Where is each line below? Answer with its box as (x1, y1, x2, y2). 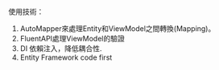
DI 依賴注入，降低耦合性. (19, 44, 102, 53)
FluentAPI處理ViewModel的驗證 (19, 34, 125, 43)
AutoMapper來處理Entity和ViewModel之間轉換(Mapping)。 (19, 24, 216, 33)
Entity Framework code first (19, 52, 113, 62)
